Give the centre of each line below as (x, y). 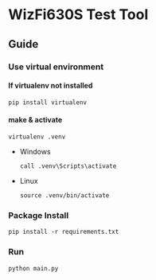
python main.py (33, 268)
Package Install (39, 215)
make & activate (35, 120)
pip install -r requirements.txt (64, 232)
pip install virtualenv (48, 102)
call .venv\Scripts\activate (68, 166)
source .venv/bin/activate (64, 195)
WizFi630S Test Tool (78, 15)
